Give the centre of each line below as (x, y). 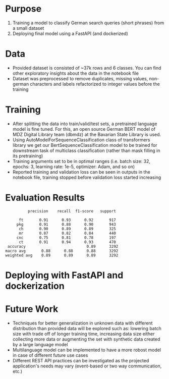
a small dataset (28, 28)
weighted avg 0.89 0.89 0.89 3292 (62, 255)
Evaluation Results (45, 198)
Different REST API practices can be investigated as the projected (81, 360)
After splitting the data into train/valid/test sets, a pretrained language (85, 124)
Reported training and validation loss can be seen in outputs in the (81, 172)
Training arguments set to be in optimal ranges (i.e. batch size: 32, (81, 161)
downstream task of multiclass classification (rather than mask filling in (86, 150)
